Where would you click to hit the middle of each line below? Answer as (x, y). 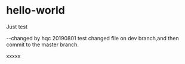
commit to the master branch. (43, 44)
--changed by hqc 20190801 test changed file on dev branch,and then (92, 38)
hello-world (36, 10)
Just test (17, 27)
